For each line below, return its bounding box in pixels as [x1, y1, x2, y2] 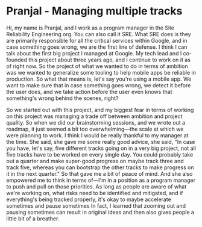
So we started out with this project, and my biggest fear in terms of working [6, 106, 194, 113]
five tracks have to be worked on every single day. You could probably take [6, 151, 194, 158]
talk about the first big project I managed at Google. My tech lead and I [6, 49, 182, 57]
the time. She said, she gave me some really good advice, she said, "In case [6, 138, 195, 145]
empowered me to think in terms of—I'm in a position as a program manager [6, 176, 196, 184]
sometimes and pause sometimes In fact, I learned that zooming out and [6, 202, 186, 209]
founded [6, 56, 28, 63]
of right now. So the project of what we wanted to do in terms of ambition [6, 62, 188, 70]
